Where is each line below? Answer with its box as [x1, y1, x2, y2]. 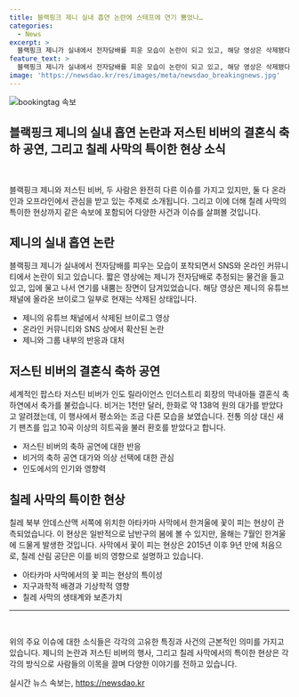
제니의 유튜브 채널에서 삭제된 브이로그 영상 [21, 312, 171, 323]
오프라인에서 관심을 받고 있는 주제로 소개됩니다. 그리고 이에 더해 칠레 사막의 [25, 195, 287, 206]
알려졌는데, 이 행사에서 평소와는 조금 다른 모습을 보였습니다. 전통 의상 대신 [18, 411, 275, 422]
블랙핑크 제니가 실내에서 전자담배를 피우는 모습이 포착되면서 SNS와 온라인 [9, 260, 265, 272]
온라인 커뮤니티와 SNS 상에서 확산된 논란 [21, 324, 165, 335]
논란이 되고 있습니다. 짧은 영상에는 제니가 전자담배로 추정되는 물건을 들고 [32, 272, 285, 282]
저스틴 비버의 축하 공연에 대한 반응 [21, 442, 141, 452]
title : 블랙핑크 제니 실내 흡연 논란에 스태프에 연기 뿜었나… [9, 12, 204, 22]
